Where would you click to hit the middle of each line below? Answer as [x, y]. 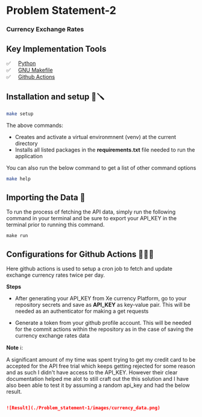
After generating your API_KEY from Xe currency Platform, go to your [101, 298]
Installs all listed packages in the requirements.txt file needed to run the [105, 150]
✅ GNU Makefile [30, 70]
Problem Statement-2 [61, 11]
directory [26, 143]
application [29, 156]
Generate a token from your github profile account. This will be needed [103, 323]
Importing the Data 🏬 [46, 197]
